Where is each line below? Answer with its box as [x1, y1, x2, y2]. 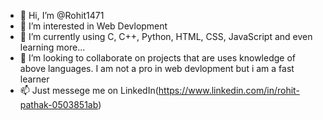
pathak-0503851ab [19, 99, 99, 110]
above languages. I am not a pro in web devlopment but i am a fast [19, 63, 295, 74]
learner [19, 73, 50, 85]
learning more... [19, 41, 86, 53]
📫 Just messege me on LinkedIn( [19, 85, 159, 96]
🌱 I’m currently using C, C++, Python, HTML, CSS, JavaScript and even [19, 31, 313, 42]
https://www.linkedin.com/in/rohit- [158, 85, 300, 96]
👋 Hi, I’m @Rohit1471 [19, 10, 105, 21]
